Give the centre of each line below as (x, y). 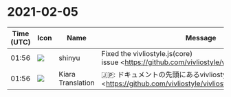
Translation (76, 83)
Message (201, 38)
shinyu (69, 57)
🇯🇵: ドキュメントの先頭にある (151, 74)
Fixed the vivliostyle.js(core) (147, 53)
